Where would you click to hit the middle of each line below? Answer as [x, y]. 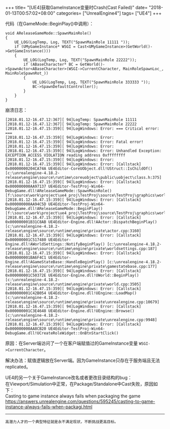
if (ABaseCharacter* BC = [51, 65]
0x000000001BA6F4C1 [26, 258]
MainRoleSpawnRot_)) [27, 73]
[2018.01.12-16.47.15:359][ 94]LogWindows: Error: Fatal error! [74, 142]
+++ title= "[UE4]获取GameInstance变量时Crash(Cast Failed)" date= [77, 7]
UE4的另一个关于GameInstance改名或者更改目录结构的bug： [69, 377]
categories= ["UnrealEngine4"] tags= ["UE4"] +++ [109, 13]
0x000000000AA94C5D [26, 204]
